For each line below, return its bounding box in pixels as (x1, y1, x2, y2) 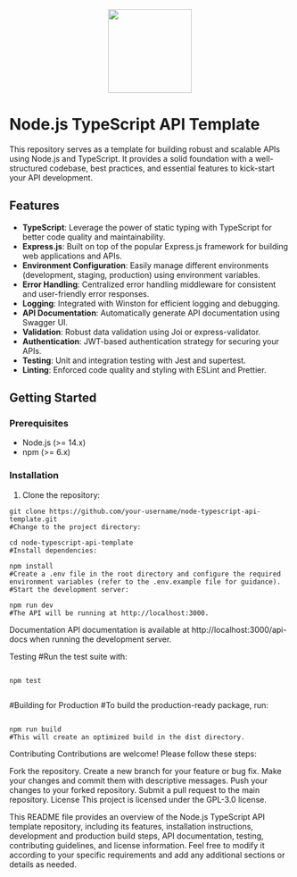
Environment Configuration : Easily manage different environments (21, 259, 269, 271)
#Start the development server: (9, 585, 129, 594)
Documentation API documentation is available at (9, 624, 190, 635)
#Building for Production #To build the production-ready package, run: (9, 699, 269, 710)
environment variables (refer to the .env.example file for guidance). (9, 577, 281, 586)
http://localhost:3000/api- (191, 624, 287, 635)
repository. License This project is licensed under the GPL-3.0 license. (9, 794, 268, 805)
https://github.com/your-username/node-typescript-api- (48, 507, 261, 516)
